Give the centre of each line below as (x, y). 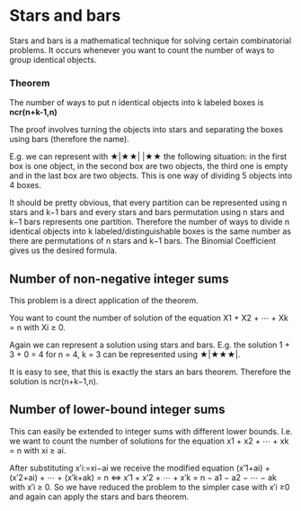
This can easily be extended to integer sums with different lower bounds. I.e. (151, 431)
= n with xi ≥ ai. (38, 450)
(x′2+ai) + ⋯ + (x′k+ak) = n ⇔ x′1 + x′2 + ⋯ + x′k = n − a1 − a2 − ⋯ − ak (143, 477)
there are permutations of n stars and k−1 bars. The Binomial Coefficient (143, 241)
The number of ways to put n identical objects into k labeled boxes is (137, 103)
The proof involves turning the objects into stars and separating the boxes (146, 130)
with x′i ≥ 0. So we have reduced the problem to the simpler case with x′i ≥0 (150, 487)
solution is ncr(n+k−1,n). (54, 381)
